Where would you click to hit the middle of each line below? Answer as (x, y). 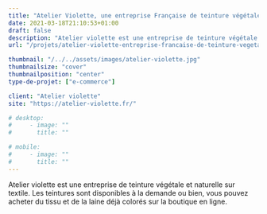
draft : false (30, 30)
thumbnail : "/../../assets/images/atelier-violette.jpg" (104, 60)
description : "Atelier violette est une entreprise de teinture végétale (133, 38)
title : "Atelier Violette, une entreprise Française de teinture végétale (135, 16)
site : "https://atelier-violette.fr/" (72, 103)
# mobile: (25, 147)
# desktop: (26, 118)
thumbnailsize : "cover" (48, 67)
